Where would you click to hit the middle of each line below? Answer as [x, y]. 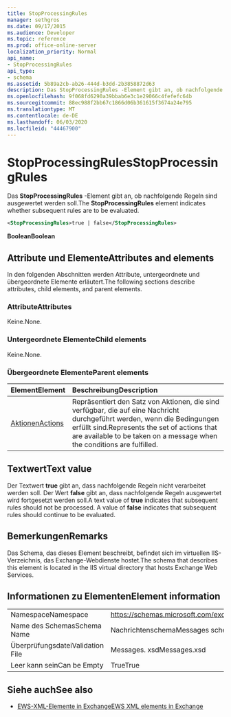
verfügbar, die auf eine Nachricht [125, 410]
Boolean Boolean [31, 236]
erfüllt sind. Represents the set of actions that [145, 427]
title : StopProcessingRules [47, 13]
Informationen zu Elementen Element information [114, 596]
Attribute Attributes [40, 306]
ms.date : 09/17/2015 [37, 26]
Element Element [38, 390]
